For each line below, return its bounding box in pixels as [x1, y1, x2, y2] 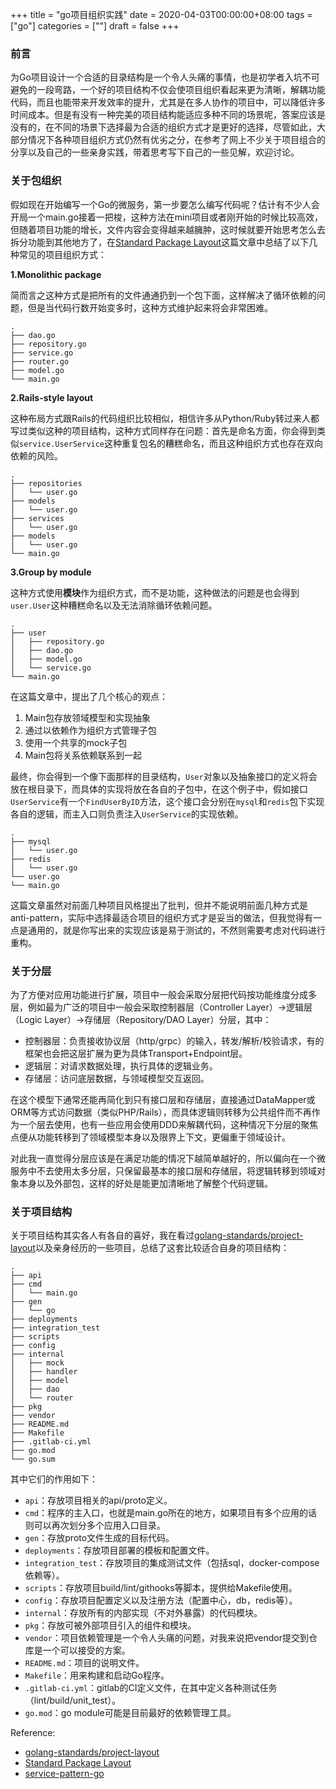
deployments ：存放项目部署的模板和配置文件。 [24, 1544, 215, 1557]
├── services [10, 513, 65, 523]
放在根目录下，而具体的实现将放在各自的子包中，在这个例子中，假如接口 [10, 783, 308, 795]
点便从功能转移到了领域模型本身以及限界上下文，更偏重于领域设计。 [10, 1131, 291, 1143]
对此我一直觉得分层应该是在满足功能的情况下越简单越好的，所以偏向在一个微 [10, 1152, 326, 1164]
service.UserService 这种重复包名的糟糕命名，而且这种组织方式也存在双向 [19, 437, 324, 449]
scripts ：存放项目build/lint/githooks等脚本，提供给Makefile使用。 [24, 1582, 298, 1594]
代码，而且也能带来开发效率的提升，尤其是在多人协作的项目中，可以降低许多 [10, 96, 326, 108]
